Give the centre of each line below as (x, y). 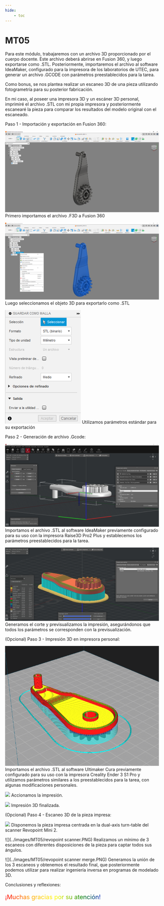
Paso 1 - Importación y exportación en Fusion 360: (56, 124)
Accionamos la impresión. (37, 795)
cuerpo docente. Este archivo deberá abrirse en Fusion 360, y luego (74, 59)
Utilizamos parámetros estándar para (119, 422)
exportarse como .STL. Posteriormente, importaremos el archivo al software (82, 64)
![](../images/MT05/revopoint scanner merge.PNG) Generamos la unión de (80, 860)
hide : (10, 10)
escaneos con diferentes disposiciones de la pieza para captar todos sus (79, 845)
